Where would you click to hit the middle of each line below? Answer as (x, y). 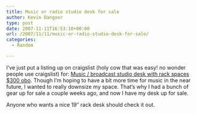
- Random (23, 46)
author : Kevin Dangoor (35, 17)
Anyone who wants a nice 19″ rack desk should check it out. (80, 104)
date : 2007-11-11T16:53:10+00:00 (48, 28)
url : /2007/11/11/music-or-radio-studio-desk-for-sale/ (77, 34)
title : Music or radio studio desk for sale (63, 12)
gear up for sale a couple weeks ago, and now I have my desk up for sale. (98, 93)
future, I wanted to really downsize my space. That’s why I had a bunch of (98, 86)
